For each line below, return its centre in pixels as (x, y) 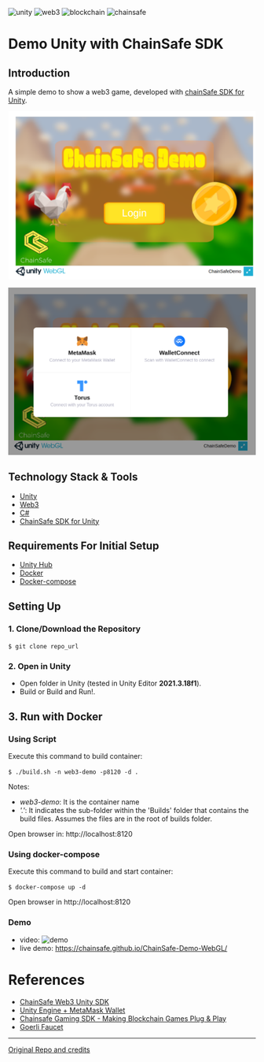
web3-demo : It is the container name (79, 802)
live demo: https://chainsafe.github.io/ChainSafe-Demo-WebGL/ (123, 948)
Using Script (32, 739)
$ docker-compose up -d (47, 887)
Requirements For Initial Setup (84, 546)
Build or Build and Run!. (57, 692)
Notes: (19, 787)
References (46, 980)
